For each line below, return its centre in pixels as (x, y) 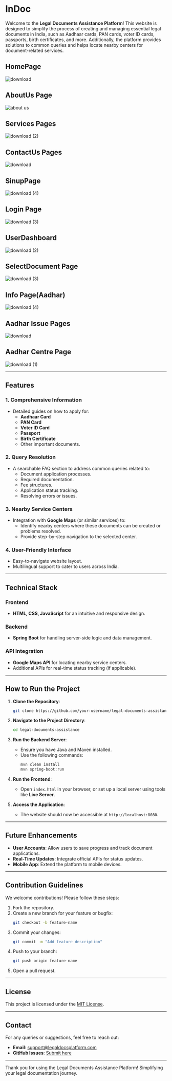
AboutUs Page (29, 95)
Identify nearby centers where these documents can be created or (91, 526)
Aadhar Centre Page (38, 352)
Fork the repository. (34, 907)
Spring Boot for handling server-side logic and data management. (82, 638)
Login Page (24, 209)
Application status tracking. (49, 490)
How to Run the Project (43, 689)
